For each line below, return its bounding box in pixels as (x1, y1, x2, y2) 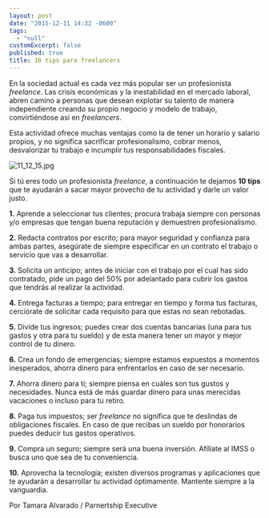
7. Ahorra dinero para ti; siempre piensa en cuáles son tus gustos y (9, 378, 230, 388)
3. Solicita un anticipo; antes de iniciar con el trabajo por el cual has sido (9, 265, 249, 275)
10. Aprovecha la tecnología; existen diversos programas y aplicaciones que (9, 467, 261, 477)
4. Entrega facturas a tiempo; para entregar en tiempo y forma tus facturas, (9, 297, 259, 307)
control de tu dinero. (9, 338, 77, 349)
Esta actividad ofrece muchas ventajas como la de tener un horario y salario (9, 127, 260, 137)
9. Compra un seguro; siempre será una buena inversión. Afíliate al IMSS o (9, 443, 255, 453)
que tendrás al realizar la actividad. (9, 282, 125, 292)
